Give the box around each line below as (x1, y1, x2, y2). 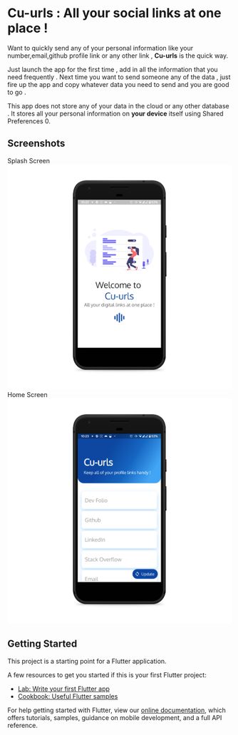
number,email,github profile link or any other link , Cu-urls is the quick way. (7, 51, 229, 60)
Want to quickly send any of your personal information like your (7, 43, 194, 52)
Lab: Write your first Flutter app (17, 684, 110, 693)
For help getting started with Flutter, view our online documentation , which (7, 706, 227, 714)
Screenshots (7, 138, 66, 150)
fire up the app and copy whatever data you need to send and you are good (7, 80, 229, 88)
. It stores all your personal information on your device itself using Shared (7, 109, 224, 118)
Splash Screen (7, 156, 51, 165)
